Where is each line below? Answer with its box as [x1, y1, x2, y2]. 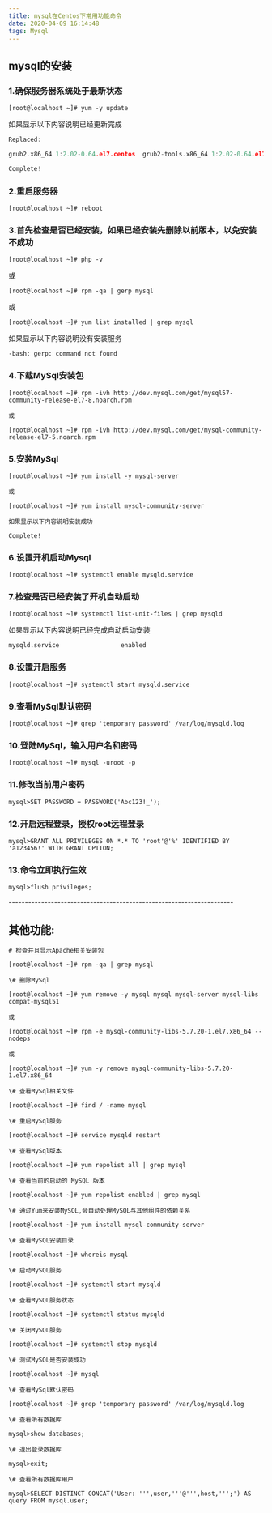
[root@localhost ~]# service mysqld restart [8, 1132, 161, 1140]
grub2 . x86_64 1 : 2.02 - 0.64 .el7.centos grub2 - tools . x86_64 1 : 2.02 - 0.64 [8, 150, 252, 158]
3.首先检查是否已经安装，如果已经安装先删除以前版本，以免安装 [8, 224, 257, 236]
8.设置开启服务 [8, 662, 66, 673]
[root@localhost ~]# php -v [8, 256, 104, 264]
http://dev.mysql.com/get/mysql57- [113, 389, 233, 397]
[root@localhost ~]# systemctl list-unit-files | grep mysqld [8, 610, 223, 618]
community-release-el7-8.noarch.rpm [8, 396, 132, 404]
